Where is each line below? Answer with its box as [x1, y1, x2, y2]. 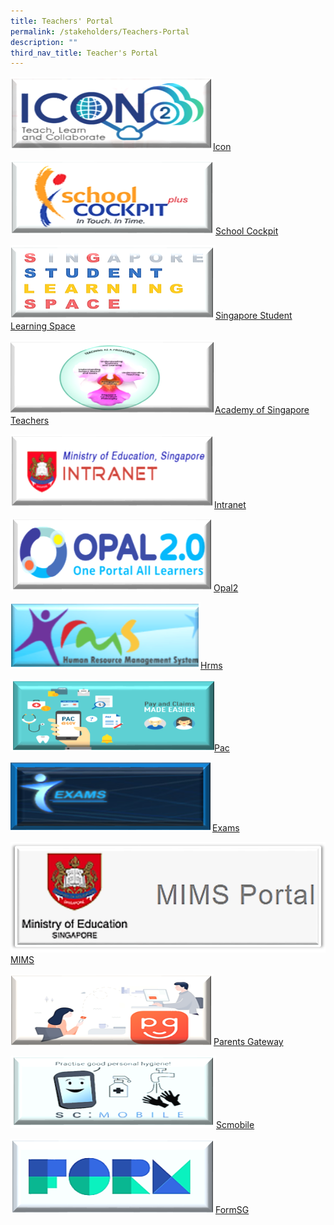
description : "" [10, 37, 78, 47]
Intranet [214, 499, 247, 511]
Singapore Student [215, 310, 293, 322]
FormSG [215, 1204, 250, 1216]
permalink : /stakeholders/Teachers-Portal [10, 26, 190, 37]
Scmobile [216, 1119, 255, 1131]
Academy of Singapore [214, 404, 310, 416]
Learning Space [10, 320, 76, 332]
